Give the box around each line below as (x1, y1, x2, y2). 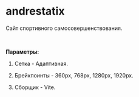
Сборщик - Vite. (14, 84, 56, 91)
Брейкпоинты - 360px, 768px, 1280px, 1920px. (14, 71, 134, 79)
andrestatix (5, 4, 65, 18)
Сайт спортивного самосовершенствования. (5, 24, 123, 32)
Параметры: (5, 48, 39, 56)
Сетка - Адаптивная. (14, 60, 68, 67)
